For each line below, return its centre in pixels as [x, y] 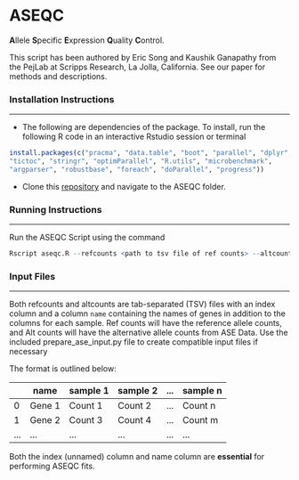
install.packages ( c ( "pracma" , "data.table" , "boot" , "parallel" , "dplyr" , [151, 153]
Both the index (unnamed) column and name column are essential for [137, 457]
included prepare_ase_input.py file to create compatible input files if [133, 342]
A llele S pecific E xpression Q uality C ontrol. [87, 40]
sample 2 [138, 391]
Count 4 [135, 420]
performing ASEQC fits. [52, 466]
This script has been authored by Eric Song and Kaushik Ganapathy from [143, 57]
